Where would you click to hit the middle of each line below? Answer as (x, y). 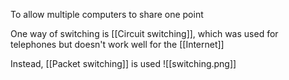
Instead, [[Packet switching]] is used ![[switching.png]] (123, 63)
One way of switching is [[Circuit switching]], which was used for (144, 33)
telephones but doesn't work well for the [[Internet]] (117, 44)
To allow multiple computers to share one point (107, 14)
